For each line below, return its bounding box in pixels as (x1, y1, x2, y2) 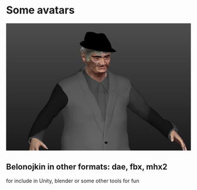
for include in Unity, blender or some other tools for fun (6, 177, 140, 185)
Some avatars (6, 4, 75, 17)
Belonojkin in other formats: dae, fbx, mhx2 (6, 162, 168, 172)
